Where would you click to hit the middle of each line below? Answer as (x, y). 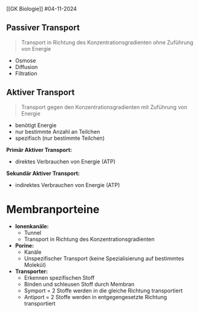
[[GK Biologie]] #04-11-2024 (42, 9)
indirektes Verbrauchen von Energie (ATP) (67, 185)
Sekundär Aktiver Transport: (43, 173)
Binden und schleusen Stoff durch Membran (79, 284)
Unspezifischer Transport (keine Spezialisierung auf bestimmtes (104, 258)
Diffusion (26, 67)
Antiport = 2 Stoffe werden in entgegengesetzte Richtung (96, 297)
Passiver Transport (43, 28)
